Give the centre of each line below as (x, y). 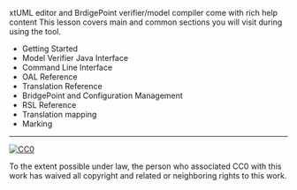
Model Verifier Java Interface (75, 58)
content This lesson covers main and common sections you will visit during (146, 22)
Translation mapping (59, 114)
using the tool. (35, 31)
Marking (37, 124)
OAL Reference (49, 77)
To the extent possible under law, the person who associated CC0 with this (145, 166)
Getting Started (49, 49)
